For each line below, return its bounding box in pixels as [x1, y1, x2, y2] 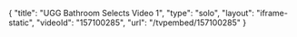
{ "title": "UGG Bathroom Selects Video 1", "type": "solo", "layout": [8, 8, 255, 18]
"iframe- [256, 8, 288, 18]
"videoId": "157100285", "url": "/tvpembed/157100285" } [36, 17, 247, 28]
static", [8, 17, 35, 28]
